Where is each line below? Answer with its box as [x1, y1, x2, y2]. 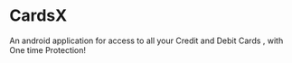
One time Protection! [9, 44, 87, 55]
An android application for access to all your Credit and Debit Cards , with [9, 35, 284, 46]
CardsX [9, 5, 68, 26]
